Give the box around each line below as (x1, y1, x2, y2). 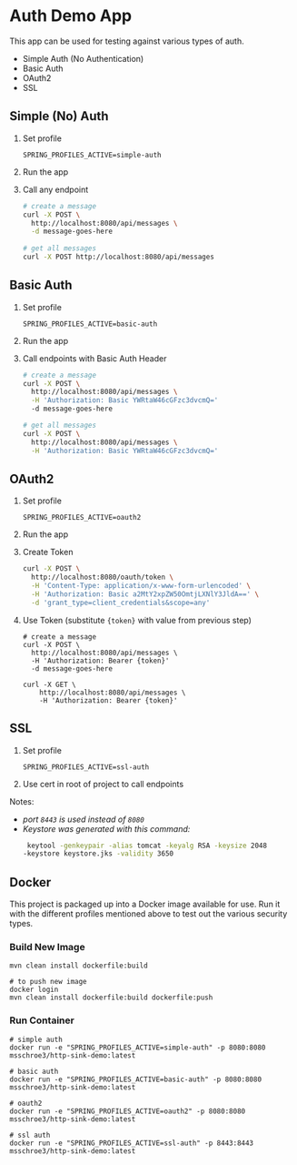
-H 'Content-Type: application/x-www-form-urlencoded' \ (31, 582, 252, 591)
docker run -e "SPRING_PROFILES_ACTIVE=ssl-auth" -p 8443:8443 (9, 1139, 254, 1148)
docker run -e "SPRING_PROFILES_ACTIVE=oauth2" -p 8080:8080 (9, 1107, 246, 1116)
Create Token (22, 547, 74, 558)
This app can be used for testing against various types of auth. (9, 35, 244, 46)
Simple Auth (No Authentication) (22, 53, 144, 64)
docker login (9, 985, 59, 995)
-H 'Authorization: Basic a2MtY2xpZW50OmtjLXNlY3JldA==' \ (31, 590, 260, 599)
